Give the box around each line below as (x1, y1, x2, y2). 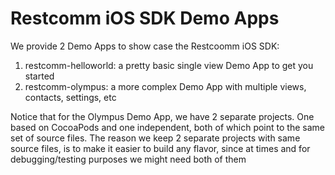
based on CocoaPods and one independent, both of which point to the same (10, 121, 325, 133)
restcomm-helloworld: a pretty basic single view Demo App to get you (24, 59, 314, 71)
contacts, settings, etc (24, 91, 117, 103)
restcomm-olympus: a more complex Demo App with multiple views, (24, 80, 307, 92)
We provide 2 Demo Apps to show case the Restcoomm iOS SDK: (10, 40, 280, 52)
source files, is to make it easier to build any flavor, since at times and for (10, 142, 311, 154)
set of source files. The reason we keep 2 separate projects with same (10, 132, 301, 144)
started (24, 70, 55, 82)
